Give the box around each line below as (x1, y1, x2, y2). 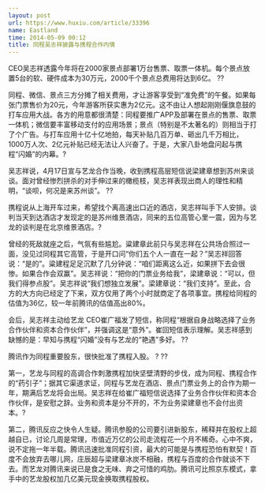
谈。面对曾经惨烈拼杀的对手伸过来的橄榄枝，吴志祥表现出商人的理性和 (8, 176, 237, 186)
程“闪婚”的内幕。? (8, 149, 67, 159)
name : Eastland (8, 26, 58, 34)
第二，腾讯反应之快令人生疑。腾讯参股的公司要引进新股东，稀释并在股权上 (8, 425, 250, 434)
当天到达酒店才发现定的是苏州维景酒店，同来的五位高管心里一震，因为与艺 (14, 212, 257, 222)
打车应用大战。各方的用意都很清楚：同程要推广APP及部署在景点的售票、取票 (8, 110, 257, 119)
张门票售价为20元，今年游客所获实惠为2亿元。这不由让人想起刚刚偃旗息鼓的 (8, 100, 256, 110)
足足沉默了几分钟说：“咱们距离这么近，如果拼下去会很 (69, 259, 246, 268)
